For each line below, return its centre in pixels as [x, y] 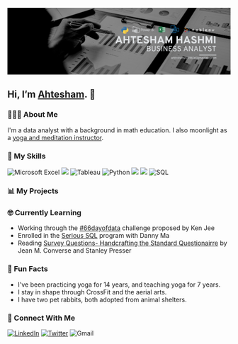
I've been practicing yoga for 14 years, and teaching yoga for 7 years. [119, 285]
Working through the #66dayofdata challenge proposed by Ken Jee [116, 228]
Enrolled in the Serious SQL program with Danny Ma [93, 236]
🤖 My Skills [27, 156]
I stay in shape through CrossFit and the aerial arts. [92, 292]
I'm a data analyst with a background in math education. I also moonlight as [118, 130]
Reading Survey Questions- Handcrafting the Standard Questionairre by [123, 243]
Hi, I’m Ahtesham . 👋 [51, 94]
